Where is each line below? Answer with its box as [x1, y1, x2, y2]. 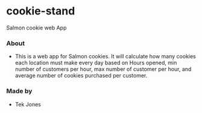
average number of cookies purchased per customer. [14, 72, 148, 79]
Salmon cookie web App [6, 24, 67, 31]
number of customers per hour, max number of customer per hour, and [14, 66, 192, 73]
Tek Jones [14, 100, 41, 108]
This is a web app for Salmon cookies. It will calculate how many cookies [14, 53, 196, 60]
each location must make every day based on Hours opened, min [14, 59, 177, 67]
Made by [6, 87, 33, 96]
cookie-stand [6, 4, 75, 18]
